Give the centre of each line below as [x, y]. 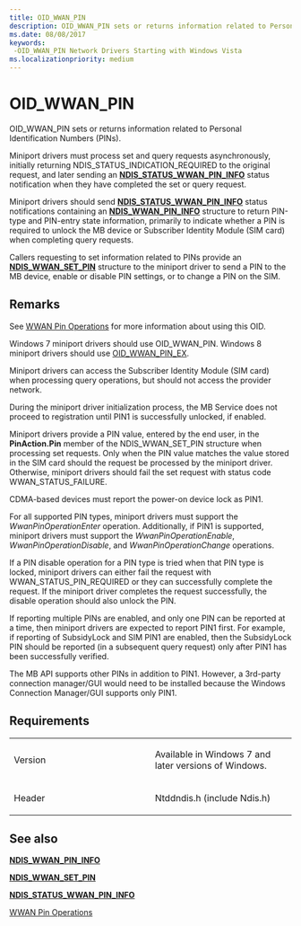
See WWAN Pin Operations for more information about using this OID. [138, 326]
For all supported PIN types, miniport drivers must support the [124, 516]
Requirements [49, 721]
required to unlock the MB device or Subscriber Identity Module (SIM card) [147, 230]
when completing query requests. [72, 240]
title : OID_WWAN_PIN [48, 18]
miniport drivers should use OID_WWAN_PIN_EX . [99, 353]
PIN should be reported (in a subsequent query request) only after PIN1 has [148, 647]
